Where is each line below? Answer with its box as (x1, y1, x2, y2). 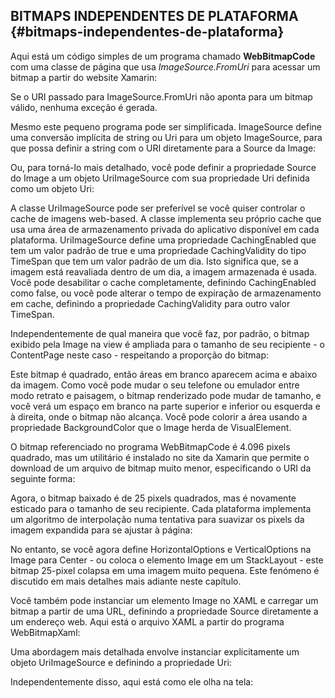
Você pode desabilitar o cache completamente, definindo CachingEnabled (10, 276, 317, 288)
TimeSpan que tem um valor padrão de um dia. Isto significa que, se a (10, 255, 299, 267)
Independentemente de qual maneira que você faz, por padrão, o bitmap (10, 327, 310, 339)
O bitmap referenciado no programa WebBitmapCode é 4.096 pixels (10, 440, 291, 453)
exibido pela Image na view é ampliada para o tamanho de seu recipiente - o (10, 338, 325, 350)
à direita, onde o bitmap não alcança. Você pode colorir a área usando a (10, 410, 308, 423)
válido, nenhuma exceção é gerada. (10, 101, 158, 113)
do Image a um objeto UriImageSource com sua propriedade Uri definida (10, 172, 310, 184)
